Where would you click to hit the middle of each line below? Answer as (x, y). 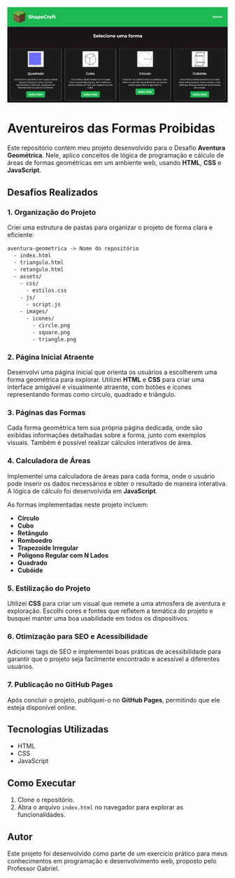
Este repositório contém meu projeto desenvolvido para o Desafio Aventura (116, 148)
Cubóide (30, 570)
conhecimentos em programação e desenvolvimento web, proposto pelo (112, 861)
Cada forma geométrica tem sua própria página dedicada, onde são (105, 428)
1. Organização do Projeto (52, 212)
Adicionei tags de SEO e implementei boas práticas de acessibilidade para (114, 652)
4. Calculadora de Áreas (49, 461)
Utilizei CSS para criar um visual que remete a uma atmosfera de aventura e (116, 604)
